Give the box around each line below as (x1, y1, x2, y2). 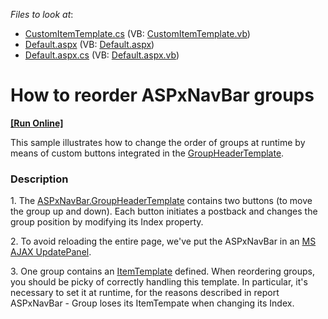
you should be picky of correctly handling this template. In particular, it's (10, 276, 308, 288)
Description (10, 172, 69, 186)
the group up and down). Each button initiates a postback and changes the (10, 205, 318, 218)
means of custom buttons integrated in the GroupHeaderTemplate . (10, 147, 285, 159)
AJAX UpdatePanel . (10, 246, 92, 258)
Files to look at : (10, 9, 74, 20)
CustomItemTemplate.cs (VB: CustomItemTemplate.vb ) (24, 28, 251, 39)
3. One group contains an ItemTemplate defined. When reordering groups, (10, 265, 316, 278)
